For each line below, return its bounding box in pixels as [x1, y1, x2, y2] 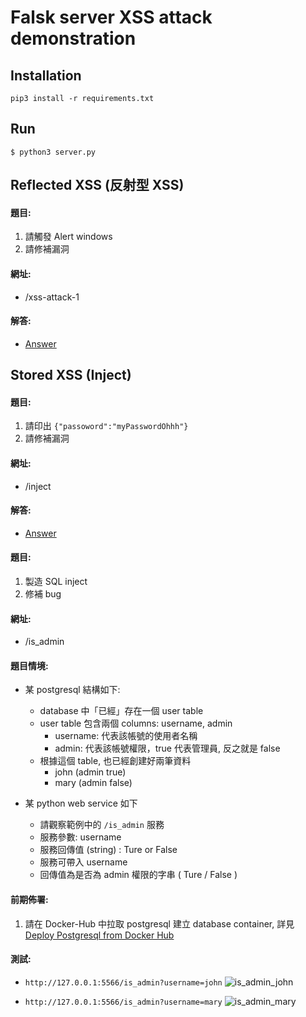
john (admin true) [54, 766, 127, 778]
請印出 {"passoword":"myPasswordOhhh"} [24, 420, 189, 432]
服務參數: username [39, 831, 122, 843]
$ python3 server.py [10, 147, 97, 157]
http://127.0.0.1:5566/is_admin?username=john [24, 977, 223, 988]
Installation [10, 67, 82, 84]
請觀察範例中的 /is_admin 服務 [39, 819, 165, 831]
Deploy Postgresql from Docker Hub [24, 929, 175, 941]
